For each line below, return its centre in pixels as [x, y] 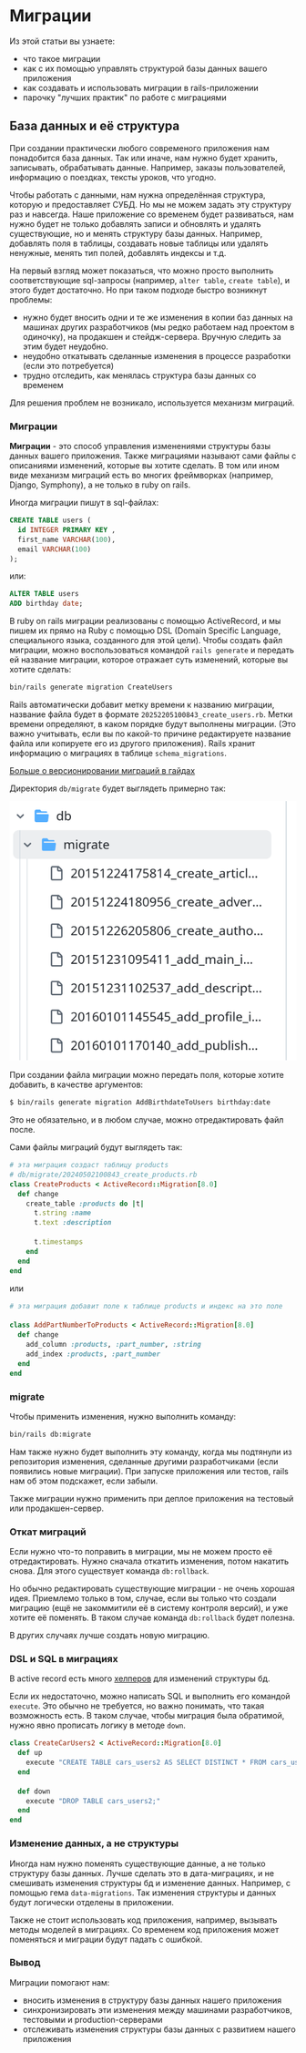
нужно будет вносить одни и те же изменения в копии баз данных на [158, 317]
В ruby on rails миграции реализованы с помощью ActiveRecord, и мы [145, 621]
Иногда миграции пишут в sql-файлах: [84, 503]
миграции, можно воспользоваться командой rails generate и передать [152, 650]
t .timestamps [58, 1242]
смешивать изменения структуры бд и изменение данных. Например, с [150, 1883]
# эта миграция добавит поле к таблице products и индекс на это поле [146, 1306]
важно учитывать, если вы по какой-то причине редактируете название [150, 734]
